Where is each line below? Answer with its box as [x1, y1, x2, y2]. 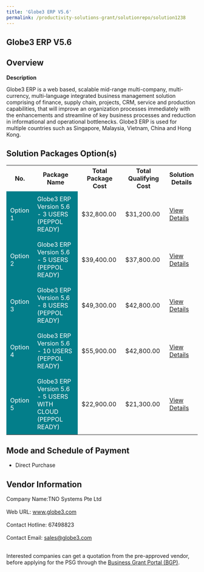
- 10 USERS [37, 346, 73, 355]
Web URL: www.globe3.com [6, 508, 77, 515]
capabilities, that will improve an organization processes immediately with [6, 105, 191, 112]
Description [6, 74, 37, 81]
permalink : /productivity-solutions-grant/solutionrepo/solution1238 [6, 15, 186, 21]
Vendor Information [6, 479, 82, 489]
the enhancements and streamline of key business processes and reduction [6, 111, 196, 119]
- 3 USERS [37, 210, 69, 218]
